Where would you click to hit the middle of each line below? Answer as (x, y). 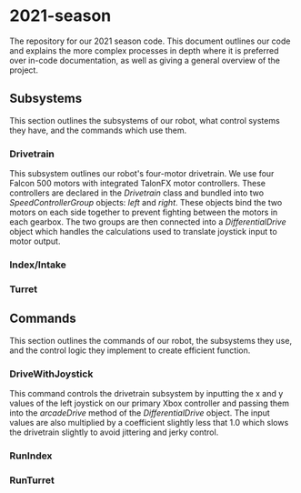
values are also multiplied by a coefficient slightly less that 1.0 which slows (149, 423)
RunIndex (31, 456)
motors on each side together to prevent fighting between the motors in (144, 212)
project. (24, 70)
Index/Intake (38, 265)
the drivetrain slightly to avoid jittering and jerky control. (114, 432)
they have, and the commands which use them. (98, 130)
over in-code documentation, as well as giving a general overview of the (145, 60)
